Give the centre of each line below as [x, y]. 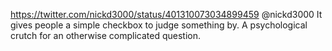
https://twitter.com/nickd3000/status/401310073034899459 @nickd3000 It [166, 14]
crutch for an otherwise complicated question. [105, 35]
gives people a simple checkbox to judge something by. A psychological [159, 25]
